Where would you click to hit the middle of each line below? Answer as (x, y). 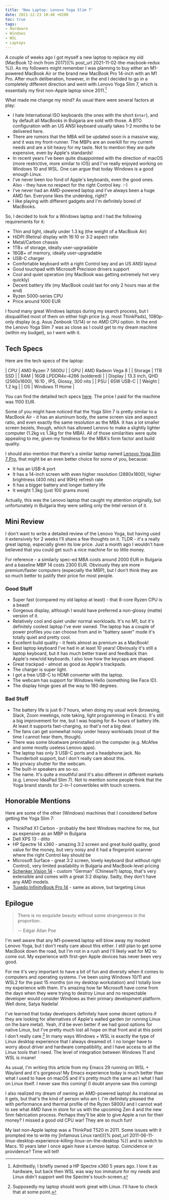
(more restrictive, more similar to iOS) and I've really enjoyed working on (87, 164)
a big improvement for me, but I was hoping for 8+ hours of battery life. (86, 721)
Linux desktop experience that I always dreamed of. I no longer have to (79, 1041)
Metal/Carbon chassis (35, 242)
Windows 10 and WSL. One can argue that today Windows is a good (83, 169)
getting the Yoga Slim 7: (30, 818)
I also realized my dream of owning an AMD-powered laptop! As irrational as (84, 1093)
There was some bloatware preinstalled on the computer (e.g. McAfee (85, 742)
